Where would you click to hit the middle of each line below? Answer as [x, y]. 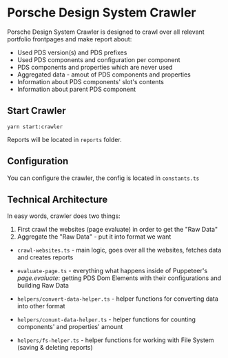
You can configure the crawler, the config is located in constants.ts [103, 178]
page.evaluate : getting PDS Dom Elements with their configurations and [119, 278]
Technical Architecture [58, 199]
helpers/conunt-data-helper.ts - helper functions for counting [106, 319]
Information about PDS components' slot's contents [90, 81]
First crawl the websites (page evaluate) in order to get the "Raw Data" [117, 230]
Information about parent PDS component [76, 89]
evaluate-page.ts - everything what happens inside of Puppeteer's [112, 271]
